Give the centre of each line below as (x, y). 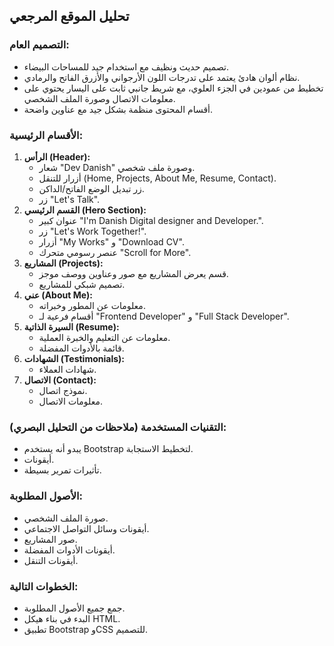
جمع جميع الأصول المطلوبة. (74, 608)
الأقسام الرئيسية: (46, 135)
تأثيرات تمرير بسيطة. (62, 470)
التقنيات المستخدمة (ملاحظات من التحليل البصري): (118, 427)
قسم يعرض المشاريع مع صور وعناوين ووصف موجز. (133, 273)
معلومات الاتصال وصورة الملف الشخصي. (99, 98)
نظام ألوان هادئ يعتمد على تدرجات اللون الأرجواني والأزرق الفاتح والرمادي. (162, 77)
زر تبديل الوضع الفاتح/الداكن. (91, 188)
